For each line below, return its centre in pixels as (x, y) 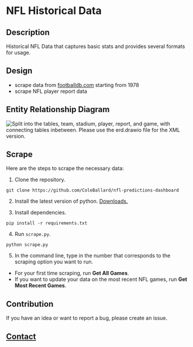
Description (28, 32)
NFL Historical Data (54, 11)
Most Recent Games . (40, 286)
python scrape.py (27, 245)
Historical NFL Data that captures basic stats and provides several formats (96, 46)
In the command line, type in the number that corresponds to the (92, 256)
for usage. (18, 53)
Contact (21, 336)
